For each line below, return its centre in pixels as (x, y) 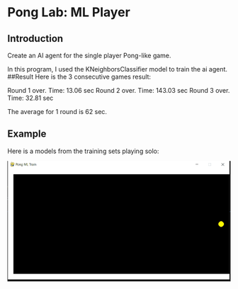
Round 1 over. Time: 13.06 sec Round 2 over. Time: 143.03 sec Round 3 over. (119, 90)
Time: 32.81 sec (30, 98)
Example (27, 134)
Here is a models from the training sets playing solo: (83, 151)
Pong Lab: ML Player (69, 12)
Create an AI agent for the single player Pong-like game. (89, 55)
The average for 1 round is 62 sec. (57, 112)
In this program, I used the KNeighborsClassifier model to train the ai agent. (118, 69)
